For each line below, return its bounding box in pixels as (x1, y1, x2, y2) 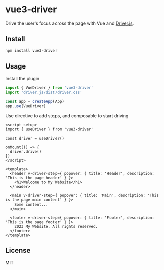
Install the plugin (5, 76, 40, 82)
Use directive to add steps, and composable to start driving (5, 112, 129, 119)
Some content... (14, 201, 49, 207)
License (5, 246, 31, 255)
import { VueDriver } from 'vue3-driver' (5, 85, 94, 90)
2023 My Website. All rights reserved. (14, 224, 98, 229)
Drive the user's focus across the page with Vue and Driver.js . (5, 20, 134, 26)
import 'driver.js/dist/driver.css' (5, 90, 82, 95)
